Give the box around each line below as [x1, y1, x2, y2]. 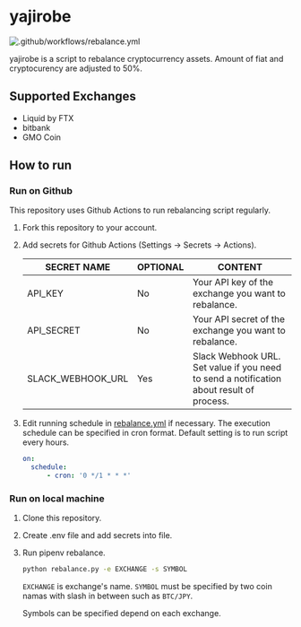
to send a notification [192, 372, 282, 385]
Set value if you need [192, 361, 282, 374]
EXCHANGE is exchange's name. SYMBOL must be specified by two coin [21, 581, 273, 592]
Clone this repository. [21, 513, 102, 524]
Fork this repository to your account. [21, 222, 158, 233]
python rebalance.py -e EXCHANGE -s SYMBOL [21, 565, 188, 574]
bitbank [21, 122, 51, 133]
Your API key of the [192, 276, 274, 289]
